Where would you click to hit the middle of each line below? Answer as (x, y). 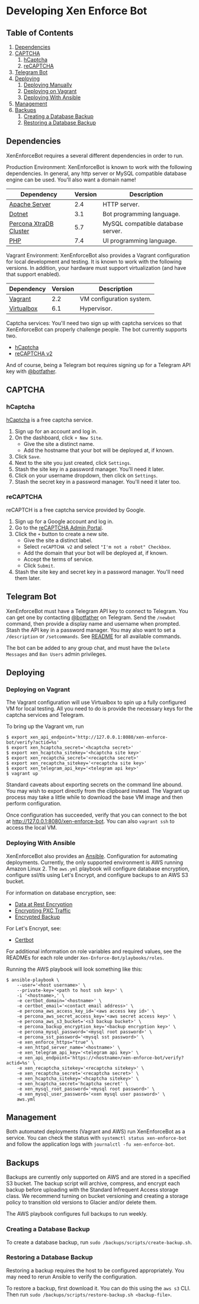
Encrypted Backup (37, 917)
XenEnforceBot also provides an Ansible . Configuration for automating (92, 856)
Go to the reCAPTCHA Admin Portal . (59, 527)
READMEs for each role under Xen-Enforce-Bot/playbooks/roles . (85, 957)
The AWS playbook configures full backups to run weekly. (77, 1214)
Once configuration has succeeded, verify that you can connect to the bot (97, 815)
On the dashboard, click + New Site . (59, 438)
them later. (28, 578)
